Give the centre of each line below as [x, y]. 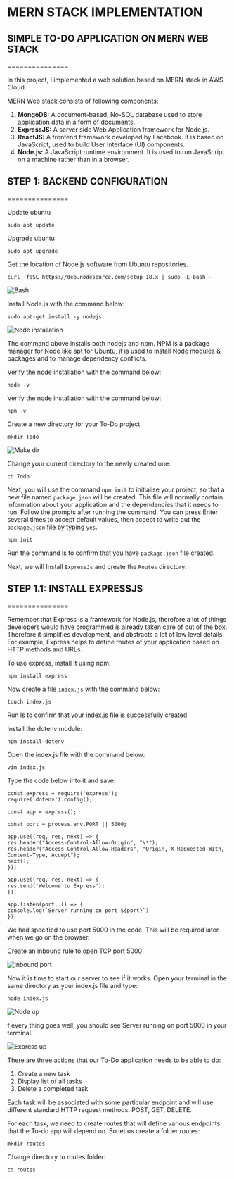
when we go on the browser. [48, 937]
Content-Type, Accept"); [44, 855]
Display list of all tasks [50, 1081]
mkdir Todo [23, 437]
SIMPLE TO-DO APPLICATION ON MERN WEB [108, 38]
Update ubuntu [29, 212]
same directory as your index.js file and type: [73, 985]
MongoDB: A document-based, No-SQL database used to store [110, 114]
